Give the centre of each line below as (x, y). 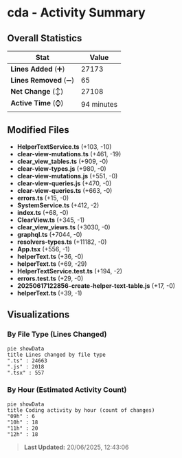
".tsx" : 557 (26, 373)
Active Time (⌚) (37, 103)
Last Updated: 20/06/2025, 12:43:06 (76, 447)
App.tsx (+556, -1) (43, 249)
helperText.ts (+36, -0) (50, 256)
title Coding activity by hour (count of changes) (81, 410)
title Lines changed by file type (57, 355)
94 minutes (99, 104)
